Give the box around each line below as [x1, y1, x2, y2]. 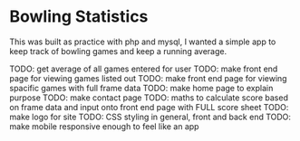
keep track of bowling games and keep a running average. [9, 45, 227, 56]
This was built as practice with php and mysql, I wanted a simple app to [9, 36, 276, 47]
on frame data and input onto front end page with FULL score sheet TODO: [9, 101, 289, 112]
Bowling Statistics [9, 6, 149, 27]
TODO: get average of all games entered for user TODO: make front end [9, 63, 278, 74]
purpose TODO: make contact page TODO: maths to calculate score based [9, 92, 288, 103]
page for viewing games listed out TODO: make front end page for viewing [9, 72, 287, 83]
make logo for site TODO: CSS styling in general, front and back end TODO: [9, 111, 292, 122]
